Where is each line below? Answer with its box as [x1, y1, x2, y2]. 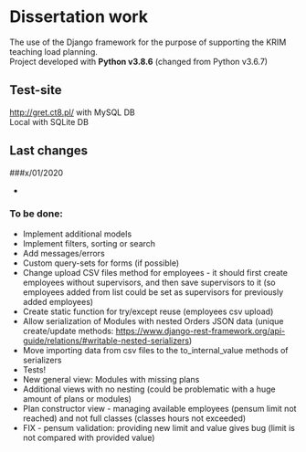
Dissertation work [9, 6, 149, 27]
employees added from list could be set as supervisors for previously [22, 286, 284, 298]
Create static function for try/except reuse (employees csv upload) [22, 306, 274, 317]
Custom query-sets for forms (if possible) [22, 258, 180, 268]
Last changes [9, 143, 89, 159]
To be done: [9, 207, 64, 220]
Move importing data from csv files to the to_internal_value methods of [22, 344, 290, 355]
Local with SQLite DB [9, 116, 90, 127]
